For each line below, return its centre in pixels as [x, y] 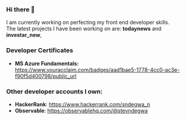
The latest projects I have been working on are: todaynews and [84, 29]
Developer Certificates [40, 50]
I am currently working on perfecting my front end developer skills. [88, 23]
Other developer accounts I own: [54, 91]
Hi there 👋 [21, 10]
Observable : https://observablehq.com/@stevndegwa [81, 110]
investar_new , [24, 35]
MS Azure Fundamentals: [47, 63]
